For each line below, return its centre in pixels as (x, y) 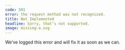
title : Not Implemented (30, 19)
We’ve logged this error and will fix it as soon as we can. (63, 42)
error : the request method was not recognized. (55, 14)
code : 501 (15, 10)
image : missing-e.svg (28, 28)
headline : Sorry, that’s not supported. (48, 24)
